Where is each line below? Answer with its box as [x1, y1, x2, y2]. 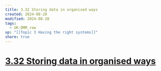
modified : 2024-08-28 [5, 16, 50, 21]
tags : [5, 21, 16, 26]
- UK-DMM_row [9, 25, 36, 30]
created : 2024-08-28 [5, 12, 48, 17]
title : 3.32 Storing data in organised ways [5, 7, 98, 12]
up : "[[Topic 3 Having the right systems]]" [5, 30, 98, 35]
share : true [5, 35, 30, 40]
